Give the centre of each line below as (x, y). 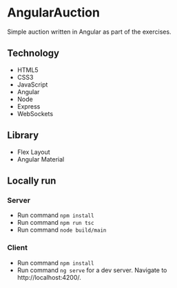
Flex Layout (33, 152)
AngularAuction (53, 13)
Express (29, 106)
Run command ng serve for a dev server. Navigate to (92, 270)
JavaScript (32, 85)
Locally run (32, 180)
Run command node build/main (62, 230)
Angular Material (41, 159)
